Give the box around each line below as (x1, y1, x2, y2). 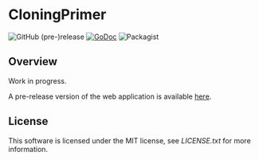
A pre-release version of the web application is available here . (8, 92, 212, 101)
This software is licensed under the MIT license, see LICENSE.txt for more (8, 135, 251, 145)
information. (8, 144, 49, 154)
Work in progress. (8, 76, 67, 85)
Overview (8, 55, 58, 68)
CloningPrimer (8, 6, 107, 24)
